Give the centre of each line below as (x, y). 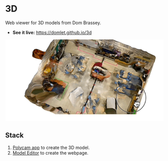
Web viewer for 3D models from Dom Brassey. (53, 23)
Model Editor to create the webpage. (51, 153)
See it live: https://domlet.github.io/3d (52, 32)
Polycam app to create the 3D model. (51, 147)
